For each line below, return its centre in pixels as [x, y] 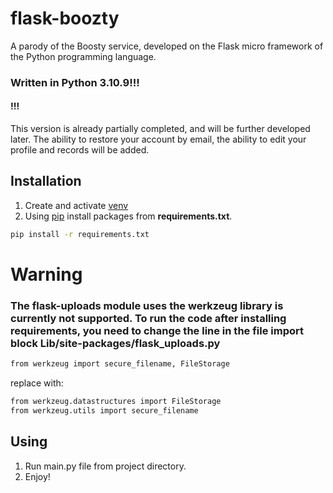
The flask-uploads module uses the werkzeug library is [147, 305]
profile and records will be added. [80, 150]
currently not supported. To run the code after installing [148, 318]
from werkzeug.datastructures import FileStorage [116, 402]
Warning [46, 274]
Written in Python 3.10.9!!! [75, 82]
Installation [46, 181]
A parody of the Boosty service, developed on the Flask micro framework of [167, 46]
